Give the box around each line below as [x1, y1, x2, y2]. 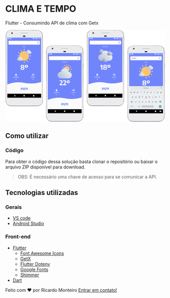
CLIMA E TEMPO [5, 3, 77, 15]
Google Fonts [20, 266, 49, 272]
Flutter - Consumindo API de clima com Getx [5, 20, 99, 26]
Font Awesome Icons [20, 250, 64, 256]
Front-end [5, 233, 31, 240]
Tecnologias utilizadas [5, 188, 78, 197]
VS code [12, 215, 31, 221]
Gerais [5, 204, 22, 211]
